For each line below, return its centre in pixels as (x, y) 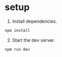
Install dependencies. (35, 21)
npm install (17, 30)
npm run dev (17, 49)
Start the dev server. (34, 40)
